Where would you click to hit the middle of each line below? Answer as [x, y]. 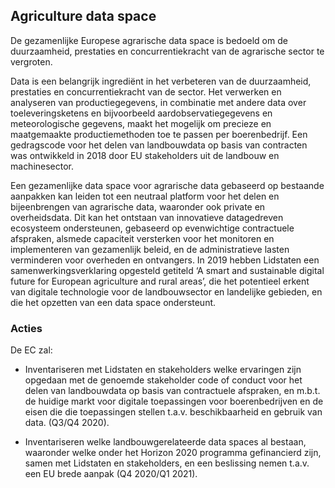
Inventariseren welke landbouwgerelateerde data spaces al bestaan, [165, 442]
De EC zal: [31, 350]
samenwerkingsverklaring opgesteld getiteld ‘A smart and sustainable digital [167, 270]
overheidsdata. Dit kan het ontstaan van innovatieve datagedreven [147, 217]
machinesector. [42, 166]
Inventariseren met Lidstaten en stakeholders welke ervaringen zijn [163, 370]
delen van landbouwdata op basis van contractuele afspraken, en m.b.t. [172, 391]
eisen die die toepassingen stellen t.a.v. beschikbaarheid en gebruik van [173, 412]
